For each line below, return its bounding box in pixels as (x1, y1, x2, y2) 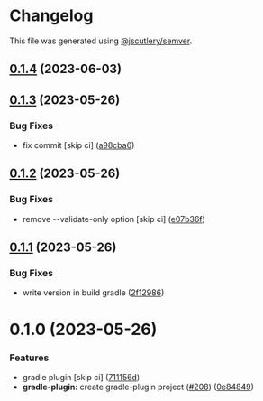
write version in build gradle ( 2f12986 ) (22, 287, 165, 298)
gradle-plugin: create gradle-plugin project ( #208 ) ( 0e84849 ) (22, 381, 254, 392)
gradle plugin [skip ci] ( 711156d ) (22, 371, 141, 382)
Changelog (9, 5, 94, 26)
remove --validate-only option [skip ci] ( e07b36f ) (22, 213, 205, 224)
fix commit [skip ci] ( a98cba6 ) (22, 140, 135, 151)
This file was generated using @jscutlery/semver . (9, 35, 193, 46)
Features (9, 351, 50, 364)
